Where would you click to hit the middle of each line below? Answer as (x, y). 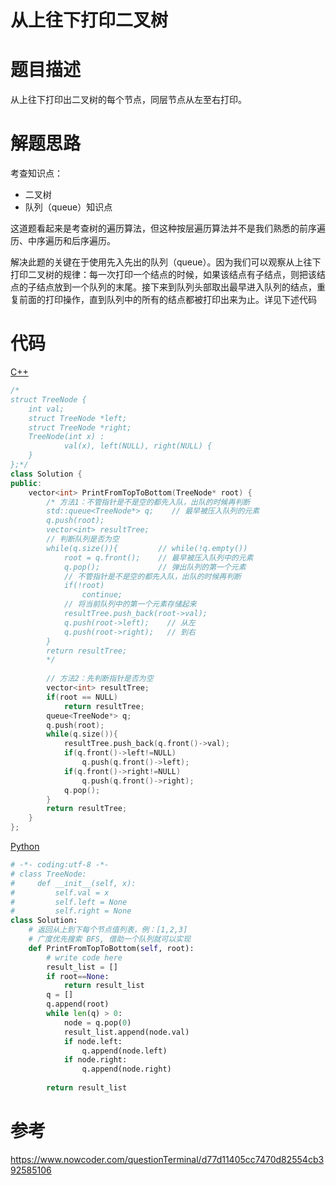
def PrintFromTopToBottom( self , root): (111, 948)
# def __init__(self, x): (73, 883)
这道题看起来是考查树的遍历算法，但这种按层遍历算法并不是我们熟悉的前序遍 (168, 228)
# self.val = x (60, 892)
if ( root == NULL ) (82, 697)
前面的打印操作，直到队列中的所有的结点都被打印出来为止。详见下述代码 (167, 300)
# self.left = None (69, 902)
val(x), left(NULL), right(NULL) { (138, 446)
